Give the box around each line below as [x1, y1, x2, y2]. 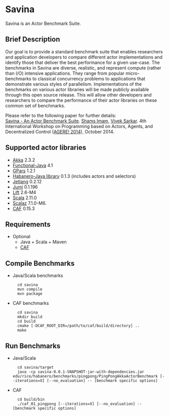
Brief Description [5, 35, 60, 44]
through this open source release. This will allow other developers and [5, 91, 152, 98]
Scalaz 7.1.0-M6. [12, 200, 47, 206]
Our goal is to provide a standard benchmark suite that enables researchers [5, 48, 163, 54]
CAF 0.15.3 [12, 205, 35, 211]
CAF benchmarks [12, 300, 49, 306]
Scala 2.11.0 [12, 195, 37, 201]
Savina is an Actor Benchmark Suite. [5, 20, 81, 26]
